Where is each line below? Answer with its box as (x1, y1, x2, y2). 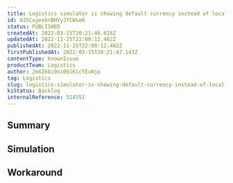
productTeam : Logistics (7, 62, 76, 69)
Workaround (7, 167, 63, 179)
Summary (7, 119, 51, 132)
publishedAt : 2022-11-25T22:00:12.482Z (7, 42, 123, 49)
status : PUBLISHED (7, 23, 60, 30)
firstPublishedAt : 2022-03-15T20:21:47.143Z (7, 49, 138, 56)
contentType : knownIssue (7, 55, 79, 62)
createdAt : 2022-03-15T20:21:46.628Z (7, 29, 116, 37)
